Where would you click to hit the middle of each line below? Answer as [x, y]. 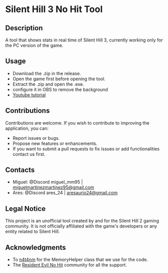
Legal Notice [25, 209]
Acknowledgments [36, 248]
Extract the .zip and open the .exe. [48, 84]
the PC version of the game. [34, 45]
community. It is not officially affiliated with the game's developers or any [81, 226]
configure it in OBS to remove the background [60, 89]
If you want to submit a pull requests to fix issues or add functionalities [86, 149]
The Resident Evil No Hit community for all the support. [70, 265]
